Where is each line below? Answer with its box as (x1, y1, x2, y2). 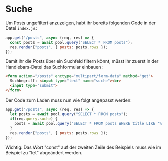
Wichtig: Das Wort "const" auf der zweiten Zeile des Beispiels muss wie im (5, 144, 161, 150)
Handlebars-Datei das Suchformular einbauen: (5, 64, 103, 70)
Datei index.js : (5, 25, 37, 31)
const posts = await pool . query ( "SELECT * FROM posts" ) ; (10, 40, 133, 45)
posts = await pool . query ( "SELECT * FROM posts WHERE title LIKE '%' (14, 121, 165, 126)
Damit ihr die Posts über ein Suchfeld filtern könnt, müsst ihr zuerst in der (5, 58, 159, 65)
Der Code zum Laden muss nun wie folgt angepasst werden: (5, 97, 132, 103)
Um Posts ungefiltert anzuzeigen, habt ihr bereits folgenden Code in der (5, 20, 156, 26)
